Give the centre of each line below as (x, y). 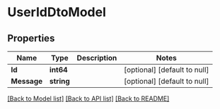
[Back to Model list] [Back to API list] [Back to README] (88, 98)
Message (27, 81)
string (60, 81)
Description (97, 58)
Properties (31, 38)
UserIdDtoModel (57, 12)
